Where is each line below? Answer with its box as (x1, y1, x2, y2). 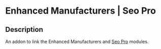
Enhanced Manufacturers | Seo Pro (5, 5, 156, 17)
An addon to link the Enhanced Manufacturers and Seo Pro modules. (5, 38, 149, 44)
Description (5, 25, 43, 34)
